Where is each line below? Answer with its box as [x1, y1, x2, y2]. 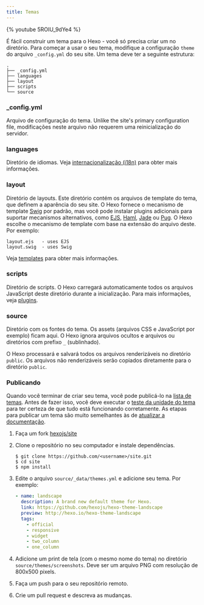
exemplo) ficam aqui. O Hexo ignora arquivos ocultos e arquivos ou [6, 332, 175, 339]
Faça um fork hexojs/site [15, 430, 77, 437]
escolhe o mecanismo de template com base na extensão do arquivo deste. [6, 220, 196, 227]
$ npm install [15, 464, 51, 470]
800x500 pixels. [15, 568, 56, 576]
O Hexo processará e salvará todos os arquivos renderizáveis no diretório [6, 350, 191, 358]
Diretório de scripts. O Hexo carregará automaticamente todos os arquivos [6, 283, 194, 291]
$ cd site [15, 459, 41, 465]
